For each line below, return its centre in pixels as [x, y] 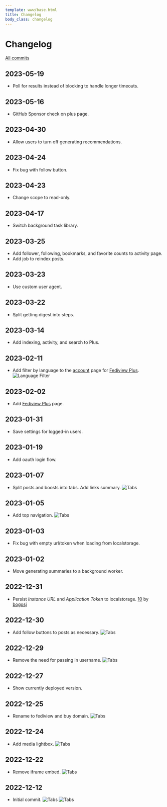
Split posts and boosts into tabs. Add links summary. [67, 487]
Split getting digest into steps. [43, 314]
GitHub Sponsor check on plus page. [51, 114]
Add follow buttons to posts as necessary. [56, 632]
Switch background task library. [45, 226]
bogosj [20, 604]
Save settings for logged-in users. [48, 431]
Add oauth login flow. [34, 459]
